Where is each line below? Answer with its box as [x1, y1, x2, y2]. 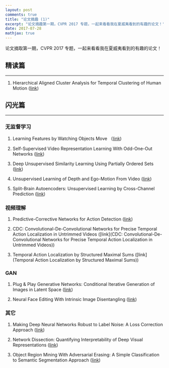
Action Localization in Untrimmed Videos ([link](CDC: [12, 231, 123, 237]
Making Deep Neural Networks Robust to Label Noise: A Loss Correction [12, 321, 163, 327]
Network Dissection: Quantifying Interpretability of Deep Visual [12, 336, 143, 342]
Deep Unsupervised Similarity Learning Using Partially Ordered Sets [12, 161, 154, 167]
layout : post [5, 7, 33, 13]
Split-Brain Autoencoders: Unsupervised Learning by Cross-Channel [12, 185, 155, 191]
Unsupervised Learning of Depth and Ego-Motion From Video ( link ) [12, 176, 152, 182]
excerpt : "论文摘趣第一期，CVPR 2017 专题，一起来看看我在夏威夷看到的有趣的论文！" [5, 21, 165, 27]
